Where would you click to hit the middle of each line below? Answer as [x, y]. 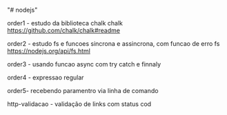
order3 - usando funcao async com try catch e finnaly [84, 64]
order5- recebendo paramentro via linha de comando [83, 91]
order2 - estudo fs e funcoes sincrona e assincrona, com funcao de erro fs [113, 43]
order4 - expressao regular [46, 77]
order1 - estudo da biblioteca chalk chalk [65, 23]
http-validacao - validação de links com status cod [79, 104]
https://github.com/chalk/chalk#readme [64, 30]
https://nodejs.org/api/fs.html [49, 51]
